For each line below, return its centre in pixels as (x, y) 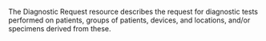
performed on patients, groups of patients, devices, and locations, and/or (129, 20)
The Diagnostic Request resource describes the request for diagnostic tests (133, 12)
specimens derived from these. (60, 29)
